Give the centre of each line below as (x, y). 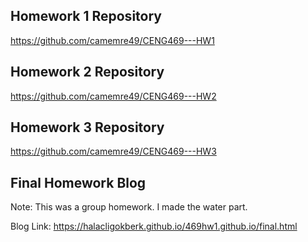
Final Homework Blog (78, 182)
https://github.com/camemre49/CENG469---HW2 (113, 96)
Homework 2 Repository (87, 72)
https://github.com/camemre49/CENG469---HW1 (112, 40)
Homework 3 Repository (87, 127)
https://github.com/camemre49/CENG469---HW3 (113, 151)
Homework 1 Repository (86, 16)
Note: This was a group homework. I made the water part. (129, 207)
